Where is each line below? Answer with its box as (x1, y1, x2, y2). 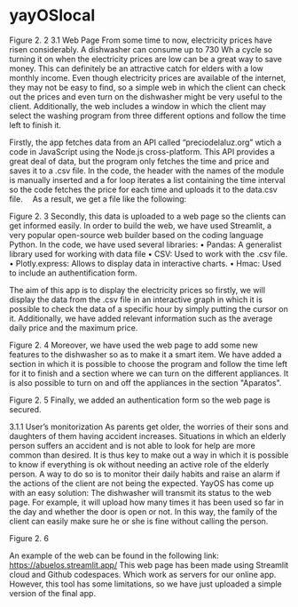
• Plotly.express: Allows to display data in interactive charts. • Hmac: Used (9, 258, 282, 268)
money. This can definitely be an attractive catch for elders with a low (9, 63, 264, 74)
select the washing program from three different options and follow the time (9, 110, 286, 121)
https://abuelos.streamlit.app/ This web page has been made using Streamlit (9, 559, 289, 570)
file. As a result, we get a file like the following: (9, 193, 187, 204)
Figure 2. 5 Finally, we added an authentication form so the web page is (9, 395, 271, 405)
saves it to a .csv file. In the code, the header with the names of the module (9, 165, 285, 176)
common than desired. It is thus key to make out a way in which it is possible (9, 450, 289, 460)
